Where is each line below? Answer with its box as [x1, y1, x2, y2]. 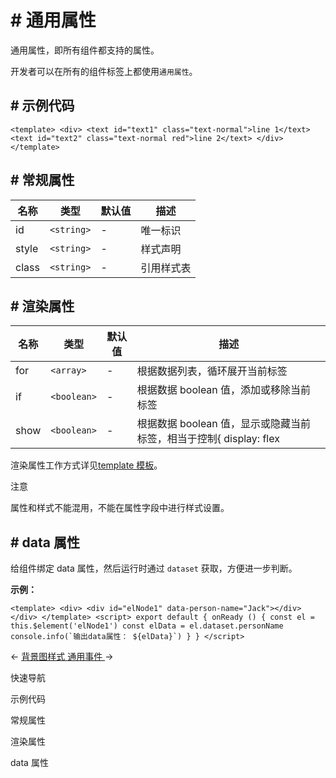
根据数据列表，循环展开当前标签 [136, 364, 288, 378]
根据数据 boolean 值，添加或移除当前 [136, 383, 312, 397]
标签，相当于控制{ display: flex [136, 432, 280, 446]
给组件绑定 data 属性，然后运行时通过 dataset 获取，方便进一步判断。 [10, 562, 298, 575]
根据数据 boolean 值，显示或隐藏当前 [136, 417, 312, 431]
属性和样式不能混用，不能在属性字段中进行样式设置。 [10, 502, 230, 514]
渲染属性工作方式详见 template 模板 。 [10, 459, 163, 471]
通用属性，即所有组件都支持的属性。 [10, 44, 160, 56]
